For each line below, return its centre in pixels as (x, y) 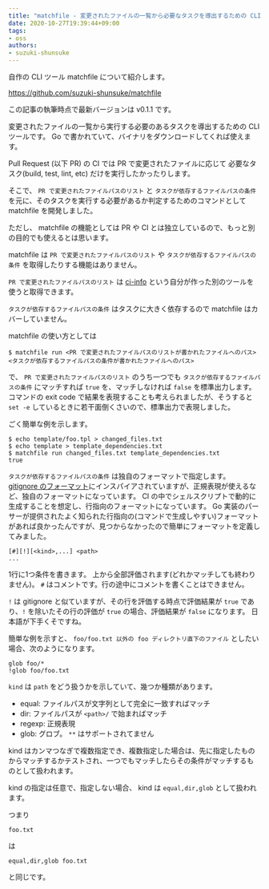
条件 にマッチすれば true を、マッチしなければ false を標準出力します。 (138, 387)
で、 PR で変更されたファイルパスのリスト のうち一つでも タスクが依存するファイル (131, 377)
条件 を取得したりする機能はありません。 (75, 265)
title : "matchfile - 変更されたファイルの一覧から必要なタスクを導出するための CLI (135, 16)
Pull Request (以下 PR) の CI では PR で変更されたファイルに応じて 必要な (129, 164)
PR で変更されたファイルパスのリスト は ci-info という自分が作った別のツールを (131, 282)
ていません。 (50, 319)
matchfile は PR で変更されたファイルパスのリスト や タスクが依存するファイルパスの (132, 255)
